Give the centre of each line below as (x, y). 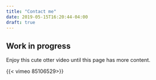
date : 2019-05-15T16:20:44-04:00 (47, 17)
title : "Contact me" (31, 11)
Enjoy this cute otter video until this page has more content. (78, 60)
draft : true (21, 22)
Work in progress (38, 46)
